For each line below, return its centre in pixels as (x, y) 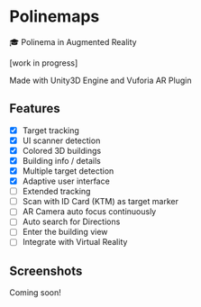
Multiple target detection (68, 171)
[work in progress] (44, 63)
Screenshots (46, 271)
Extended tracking (56, 192)
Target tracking (50, 130)
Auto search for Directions (71, 221)
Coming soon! (35, 293)
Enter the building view (65, 232)
